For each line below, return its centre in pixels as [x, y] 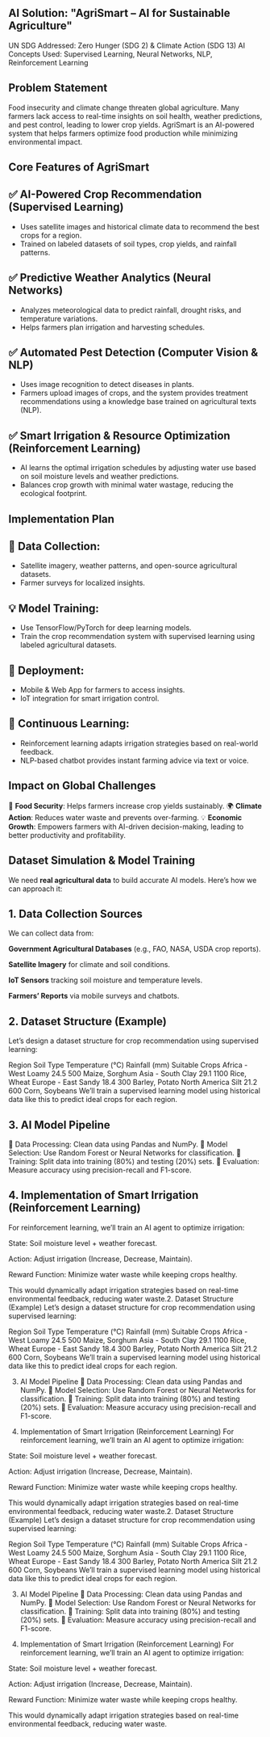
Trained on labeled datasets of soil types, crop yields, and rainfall [128, 244]
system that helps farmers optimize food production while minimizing [123, 133]
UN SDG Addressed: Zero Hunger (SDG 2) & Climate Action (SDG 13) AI [127, 45]
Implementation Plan [62, 519]
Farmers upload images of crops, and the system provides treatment [134, 393]
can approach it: [35, 889]
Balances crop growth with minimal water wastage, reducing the [127, 485]
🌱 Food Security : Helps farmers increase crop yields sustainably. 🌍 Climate [135, 805]
